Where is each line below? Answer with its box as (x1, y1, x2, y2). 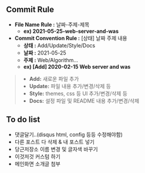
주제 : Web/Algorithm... (23, 56, 78, 63)
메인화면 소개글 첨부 (14, 160, 60, 167)
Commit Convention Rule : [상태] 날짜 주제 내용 (14, 35, 127, 42)
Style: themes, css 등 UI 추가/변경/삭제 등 (29, 90, 128, 97)
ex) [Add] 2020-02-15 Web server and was (23, 63, 131, 70)
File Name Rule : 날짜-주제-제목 (14, 21, 90, 28)
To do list (6, 114, 41, 125)
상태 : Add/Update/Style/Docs (23, 42, 96, 49)
